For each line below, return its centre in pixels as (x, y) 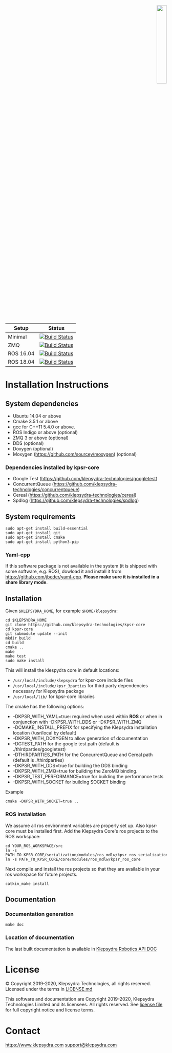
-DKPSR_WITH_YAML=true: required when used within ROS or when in (88, 717)
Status (57, 328)
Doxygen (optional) (33, 449)
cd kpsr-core (19, 629)
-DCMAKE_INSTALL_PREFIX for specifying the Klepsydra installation (85, 727)
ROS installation (26, 814)
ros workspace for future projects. (41, 874)
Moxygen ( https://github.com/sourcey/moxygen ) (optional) (75, 454)
